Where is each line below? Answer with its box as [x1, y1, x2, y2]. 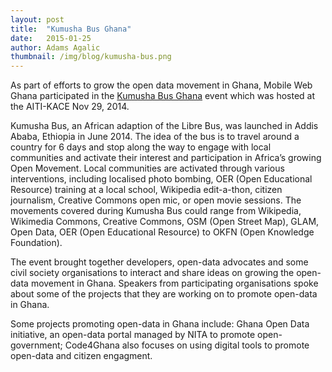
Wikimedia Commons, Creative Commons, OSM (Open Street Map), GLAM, [10, 216, 320, 228]
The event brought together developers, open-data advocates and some [10, 256, 309, 268]
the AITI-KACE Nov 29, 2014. [10, 101, 130, 113]
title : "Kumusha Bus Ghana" [10, 24, 132, 34]
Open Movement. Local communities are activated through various [10, 162, 285, 175]
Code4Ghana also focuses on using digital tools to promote [64, 339, 310, 351]
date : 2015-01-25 [10, 33, 92, 43]
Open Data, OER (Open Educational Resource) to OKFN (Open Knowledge [10, 226, 315, 238]
